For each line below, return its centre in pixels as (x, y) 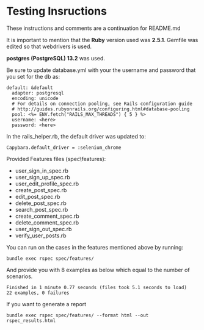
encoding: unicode (35, 98)
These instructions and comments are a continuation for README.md (93, 28)
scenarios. (20, 276)
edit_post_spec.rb (38, 196)
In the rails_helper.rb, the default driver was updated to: (76, 136)
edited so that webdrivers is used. (49, 46)
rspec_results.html (31, 321)
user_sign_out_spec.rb (43, 229)
